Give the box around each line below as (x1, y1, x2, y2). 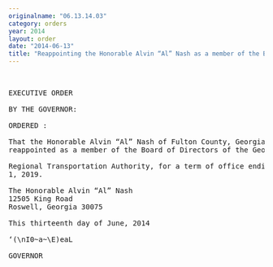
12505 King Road (8, 195, 73, 204)
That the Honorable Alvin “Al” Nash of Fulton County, (8, 138, 232, 147)
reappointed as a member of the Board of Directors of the (8, 146, 249, 155)
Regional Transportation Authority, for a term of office (8, 162, 245, 171)
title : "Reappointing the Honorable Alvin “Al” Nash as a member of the (8, 50, 260, 58)
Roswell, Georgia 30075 (8, 203, 103, 212)
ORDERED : (8, 121, 47, 130)
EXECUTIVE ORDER (8, 89, 73, 98)
